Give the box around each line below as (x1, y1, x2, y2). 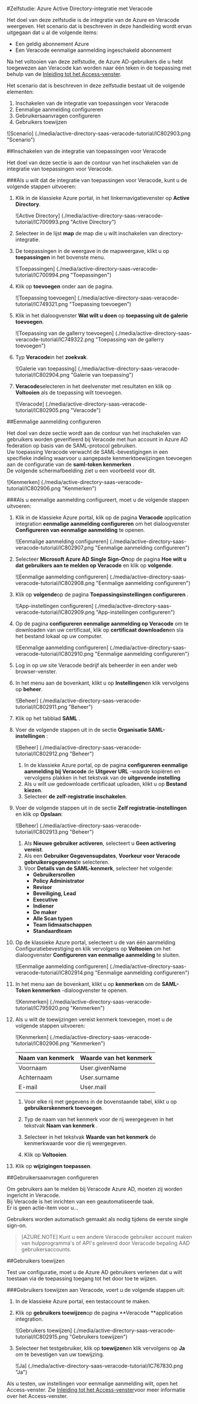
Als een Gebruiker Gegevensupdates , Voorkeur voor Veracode (24, 852, 180, 859)
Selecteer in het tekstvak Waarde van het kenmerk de (24, 1133, 157, 1140)
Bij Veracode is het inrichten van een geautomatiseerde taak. (6, 1198, 155, 1205)
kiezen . (24, 787, 43, 794)
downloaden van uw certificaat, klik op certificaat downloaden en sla (15, 626, 184, 633)
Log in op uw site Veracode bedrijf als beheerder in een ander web (15, 662, 178, 669)
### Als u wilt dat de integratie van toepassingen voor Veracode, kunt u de (6, 177, 187, 183)
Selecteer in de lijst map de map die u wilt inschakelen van (15, 230, 158, 236)
